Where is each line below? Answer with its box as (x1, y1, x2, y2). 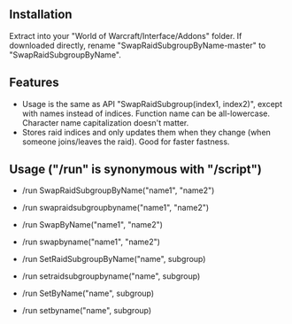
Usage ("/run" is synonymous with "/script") (9, 162, 263, 177)
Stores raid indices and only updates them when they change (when (21, 127, 272, 137)
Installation (9, 7, 73, 22)
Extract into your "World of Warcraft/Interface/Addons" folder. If (9, 30, 242, 41)
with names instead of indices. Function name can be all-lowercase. (21, 108, 271, 119)
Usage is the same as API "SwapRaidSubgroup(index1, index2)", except (21, 98, 283, 109)
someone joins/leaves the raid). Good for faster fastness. (21, 136, 230, 147)
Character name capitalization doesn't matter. (21, 117, 189, 127)
